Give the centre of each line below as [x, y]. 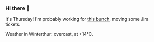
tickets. [13, 24]
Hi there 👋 [18, 8]
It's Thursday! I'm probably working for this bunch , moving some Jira [77, 19]
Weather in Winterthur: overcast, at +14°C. [49, 34]
